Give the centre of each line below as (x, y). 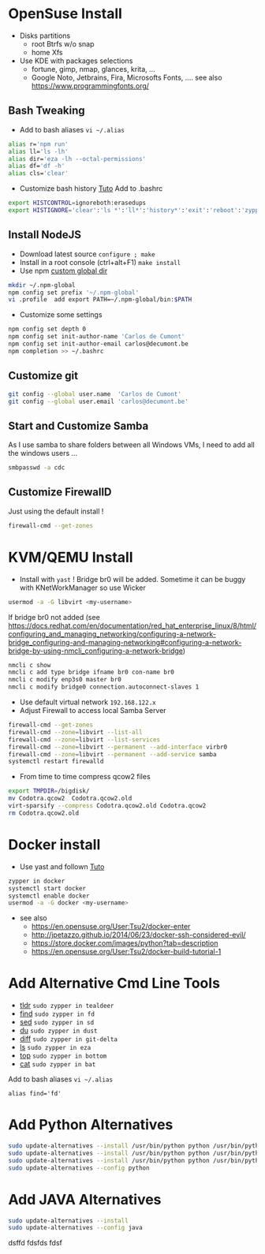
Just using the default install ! (56, 511)
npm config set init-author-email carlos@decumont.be (99, 344)
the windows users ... (43, 453)
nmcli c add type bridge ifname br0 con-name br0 (91, 672)
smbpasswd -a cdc (37, 468)
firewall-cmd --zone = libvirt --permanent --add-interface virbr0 (118, 747)
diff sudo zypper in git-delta (69, 1039)
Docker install (54, 845)
